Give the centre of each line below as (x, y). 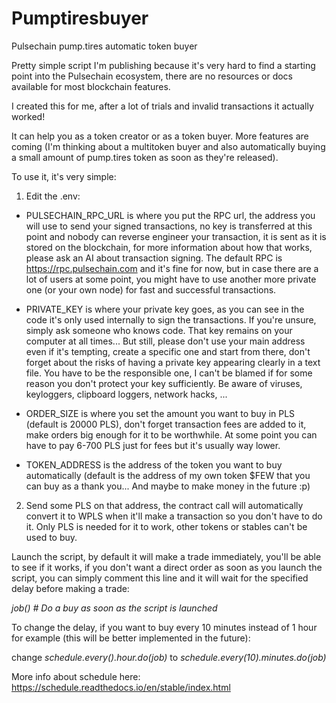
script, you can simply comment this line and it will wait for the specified (160, 578)
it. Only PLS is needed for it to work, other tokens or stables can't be (166, 526)
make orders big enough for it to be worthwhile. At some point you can (171, 434)
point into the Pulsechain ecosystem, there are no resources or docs (152, 76)
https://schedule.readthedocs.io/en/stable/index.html (121, 687)
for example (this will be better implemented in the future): (131, 638)
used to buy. (51, 537)
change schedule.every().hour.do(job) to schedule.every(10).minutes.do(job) (169, 657)
